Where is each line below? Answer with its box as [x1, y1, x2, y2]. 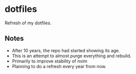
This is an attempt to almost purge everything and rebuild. [11, 53, 131, 59]
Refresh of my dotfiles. [4, 20, 52, 26]
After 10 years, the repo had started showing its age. [11, 47, 120, 53]
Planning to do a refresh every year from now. [11, 63, 106, 69]
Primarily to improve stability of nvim [11, 58, 87, 64]
